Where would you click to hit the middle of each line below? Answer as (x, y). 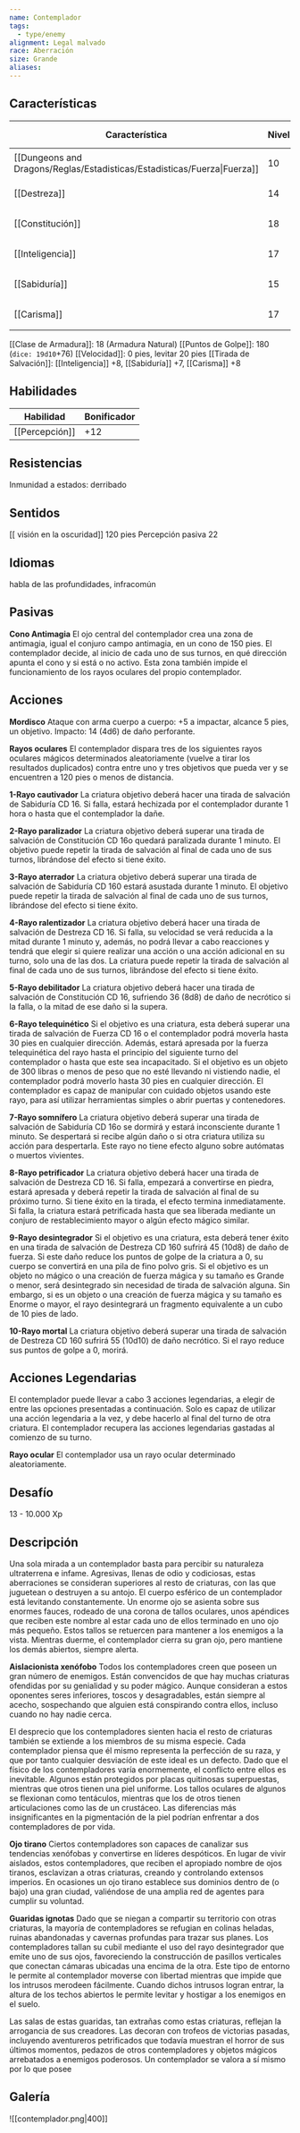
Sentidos (35, 512)
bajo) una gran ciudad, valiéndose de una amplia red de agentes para (137, 1891)
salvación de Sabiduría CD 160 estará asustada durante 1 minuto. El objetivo (149, 886)
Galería (30, 2097)
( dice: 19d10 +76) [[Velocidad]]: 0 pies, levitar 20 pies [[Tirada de (129, 354)
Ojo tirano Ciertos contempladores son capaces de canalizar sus (129, 1844)
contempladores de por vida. (62, 1826)
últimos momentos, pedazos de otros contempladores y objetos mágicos (143, 2050)
